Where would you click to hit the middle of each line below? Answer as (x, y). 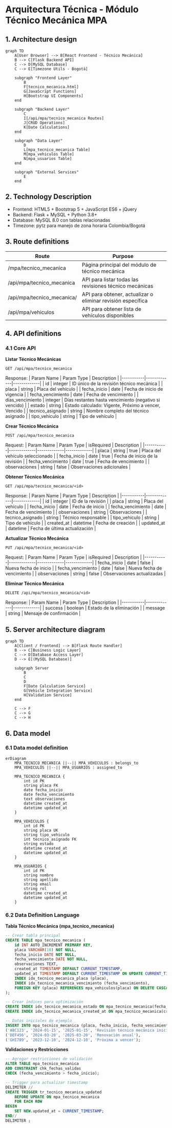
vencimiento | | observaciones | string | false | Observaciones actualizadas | (85, 574)
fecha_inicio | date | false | (125, 563)
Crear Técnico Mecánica (32, 426)
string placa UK (41, 830)
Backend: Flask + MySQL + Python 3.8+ (55, 214)
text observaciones (45, 799)
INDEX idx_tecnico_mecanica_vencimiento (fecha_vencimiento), (82, 983)
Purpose (123, 256)
